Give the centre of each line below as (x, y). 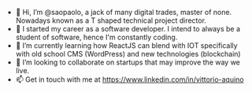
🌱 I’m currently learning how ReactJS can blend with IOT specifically (126, 46)
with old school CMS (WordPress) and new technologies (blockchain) (128, 54)
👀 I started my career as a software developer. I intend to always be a (128, 29)
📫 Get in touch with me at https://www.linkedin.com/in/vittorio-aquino (130, 79)
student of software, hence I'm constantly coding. (96, 37)
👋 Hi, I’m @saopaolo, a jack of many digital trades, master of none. (124, 12)
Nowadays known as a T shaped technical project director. (111, 20)
